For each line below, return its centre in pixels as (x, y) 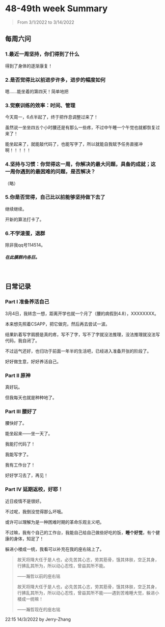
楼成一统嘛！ (30, 599)
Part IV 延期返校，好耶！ (34, 489)
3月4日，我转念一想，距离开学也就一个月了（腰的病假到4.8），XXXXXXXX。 (82, 313)
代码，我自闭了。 (22, 341)
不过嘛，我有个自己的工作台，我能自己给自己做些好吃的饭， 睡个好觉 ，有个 (80, 533)
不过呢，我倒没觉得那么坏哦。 (35, 511)
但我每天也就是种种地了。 (31, 398)
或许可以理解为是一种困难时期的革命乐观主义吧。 (55, 522)
